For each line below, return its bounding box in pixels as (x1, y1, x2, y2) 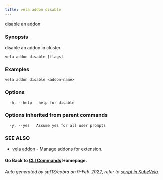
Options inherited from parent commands (5, 112, 108, 119)
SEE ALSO (5, 134, 30, 141)
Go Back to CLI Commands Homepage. (5, 157, 87, 163)
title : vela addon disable (5, 7, 61, 12)
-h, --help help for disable (9, 100, 75, 105)
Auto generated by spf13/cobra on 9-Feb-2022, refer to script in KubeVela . (5, 169, 160, 175)
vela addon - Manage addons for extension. (12, 146, 103, 152)
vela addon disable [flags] (5, 54, 64, 59)
